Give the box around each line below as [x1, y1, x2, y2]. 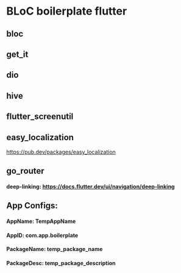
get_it [6, 49, 29, 59]
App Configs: [6, 200, 58, 211]
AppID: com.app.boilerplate [6, 232, 79, 239]
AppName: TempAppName [6, 218, 76, 225]
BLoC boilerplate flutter [6, 4, 127, 18]
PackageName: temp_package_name [6, 246, 103, 253]
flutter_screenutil [6, 112, 74, 122]
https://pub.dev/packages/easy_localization [6, 148, 116, 155]
